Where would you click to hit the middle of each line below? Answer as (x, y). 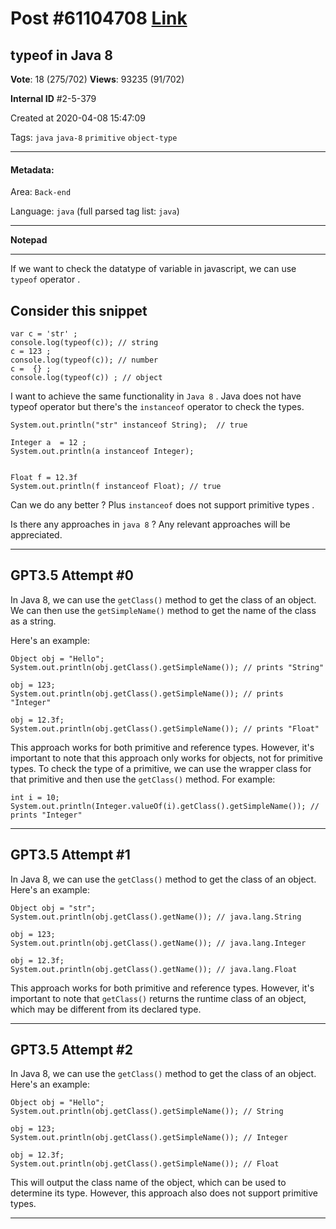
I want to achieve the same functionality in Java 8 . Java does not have (156, 396)
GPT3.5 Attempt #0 (72, 575)
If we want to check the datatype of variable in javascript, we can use (153, 269)
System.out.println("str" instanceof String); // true (129, 425)
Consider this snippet (79, 310)
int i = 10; (35, 797)
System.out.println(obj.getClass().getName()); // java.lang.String (156, 917)
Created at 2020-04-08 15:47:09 (78, 118)
